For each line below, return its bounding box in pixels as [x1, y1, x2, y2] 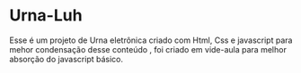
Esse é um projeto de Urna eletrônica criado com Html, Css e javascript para [9, 35, 293, 45]
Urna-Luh [9, 5, 83, 26]
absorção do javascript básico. [9, 53, 124, 64]
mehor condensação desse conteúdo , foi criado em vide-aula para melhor [9, 44, 288, 54]
